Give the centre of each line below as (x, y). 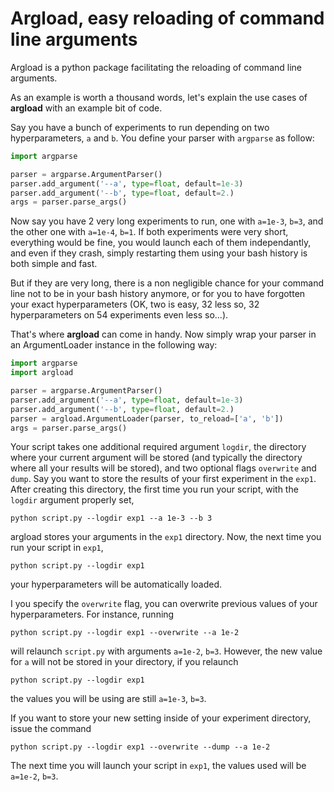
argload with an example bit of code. (86, 108)
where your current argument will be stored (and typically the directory (156, 458)
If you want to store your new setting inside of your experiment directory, (161, 718)
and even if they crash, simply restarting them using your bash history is (159, 253)
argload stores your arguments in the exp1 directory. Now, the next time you (166, 537)
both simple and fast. (54, 264)
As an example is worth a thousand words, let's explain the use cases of (159, 97)
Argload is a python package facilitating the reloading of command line (156, 67)
